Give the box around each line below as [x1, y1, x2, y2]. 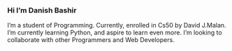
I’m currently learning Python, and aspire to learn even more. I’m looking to [7, 28, 222, 37]
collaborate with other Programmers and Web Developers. [7, 36, 175, 44]
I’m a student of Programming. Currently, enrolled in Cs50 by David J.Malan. [7, 21, 226, 30]
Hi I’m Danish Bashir [7, 6, 77, 15]
